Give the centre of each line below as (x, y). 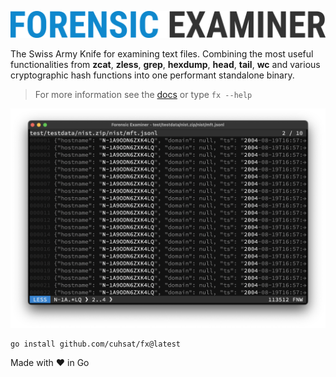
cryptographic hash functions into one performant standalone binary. (152, 75)
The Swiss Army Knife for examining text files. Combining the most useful (162, 53)
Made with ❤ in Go (50, 362)
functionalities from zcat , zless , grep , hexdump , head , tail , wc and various (165, 64)
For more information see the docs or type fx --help (143, 94)
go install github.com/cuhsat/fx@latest (96, 344)
